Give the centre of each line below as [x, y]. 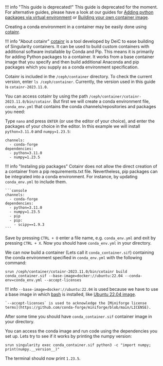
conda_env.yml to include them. [36, 182]
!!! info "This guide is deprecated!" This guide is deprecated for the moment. [81, 7]
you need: [15, 112]
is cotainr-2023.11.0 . [27, 87]
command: [16, 263]
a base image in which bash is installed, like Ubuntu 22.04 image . [71, 294]
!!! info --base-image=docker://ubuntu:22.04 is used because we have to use [82, 289]
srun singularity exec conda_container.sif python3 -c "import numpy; [78, 345]
